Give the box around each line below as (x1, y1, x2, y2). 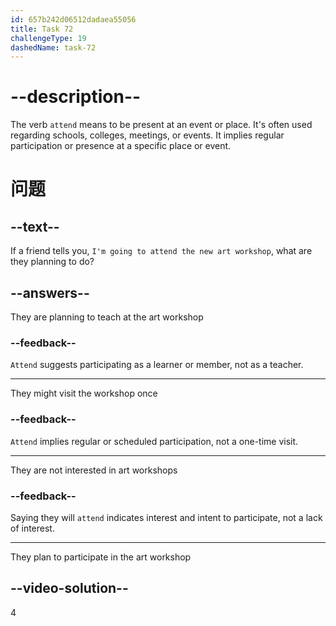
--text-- (10, 218, 60, 235)
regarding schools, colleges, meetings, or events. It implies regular (10, 129, 285, 141)
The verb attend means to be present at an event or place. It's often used (10, 119, 313, 131)
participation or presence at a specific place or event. (10, 140, 232, 152)
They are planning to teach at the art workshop (10, 311, 204, 323)
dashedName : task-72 (10, 42, 97, 53)
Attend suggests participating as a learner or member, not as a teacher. (10, 359, 304, 371)
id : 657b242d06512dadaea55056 (10, 14, 137, 25)
